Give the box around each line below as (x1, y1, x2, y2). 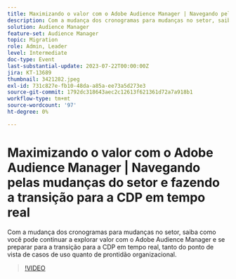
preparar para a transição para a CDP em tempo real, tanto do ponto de (7, 242, 214, 251)
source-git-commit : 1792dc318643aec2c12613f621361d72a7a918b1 (7, 89, 193, 96)
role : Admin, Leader (7, 43, 68, 50)
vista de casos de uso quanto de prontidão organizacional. (7, 250, 177, 259)
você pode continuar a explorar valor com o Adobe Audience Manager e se (7, 235, 225, 243)
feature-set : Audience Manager (7, 30, 99, 37)
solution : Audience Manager (7, 23, 90, 30)
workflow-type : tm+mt (7, 96, 71, 103)
